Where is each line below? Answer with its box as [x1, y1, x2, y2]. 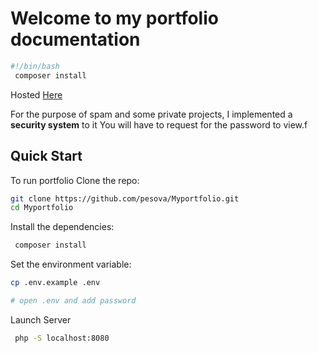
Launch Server [10, 313, 72, 326]
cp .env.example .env [10, 278, 101, 288]
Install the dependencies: [10, 221, 115, 233]
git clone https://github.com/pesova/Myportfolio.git [10, 193, 240, 204]
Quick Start [10, 148, 83, 165]
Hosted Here [10, 88, 63, 101]
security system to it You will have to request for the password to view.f [10, 118, 308, 131]
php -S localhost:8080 [14, 333, 110, 343]
